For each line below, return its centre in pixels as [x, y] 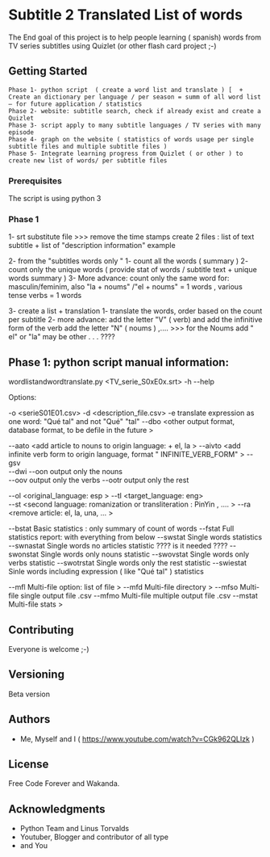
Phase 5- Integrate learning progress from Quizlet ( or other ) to [126, 153]
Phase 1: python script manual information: [119, 362]
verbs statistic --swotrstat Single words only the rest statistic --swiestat [128, 563]
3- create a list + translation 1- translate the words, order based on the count [135, 311]
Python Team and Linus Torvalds [75, 829]
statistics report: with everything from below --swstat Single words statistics [135, 537]
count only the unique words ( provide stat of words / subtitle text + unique [133, 270]
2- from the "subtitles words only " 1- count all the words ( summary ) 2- [128, 261]
